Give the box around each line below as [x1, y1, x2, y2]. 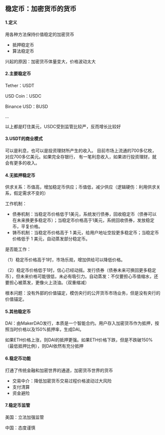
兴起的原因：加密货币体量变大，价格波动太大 [5, 58, 96, 64]
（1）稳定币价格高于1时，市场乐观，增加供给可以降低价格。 [5, 257, 126, 263]
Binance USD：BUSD [5, 103, 48, 109]
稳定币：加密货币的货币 [5, 4, 76, 13]
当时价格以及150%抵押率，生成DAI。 [9, 326, 84, 332]
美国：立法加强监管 [5, 414, 44, 420]
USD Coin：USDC [5, 93, 42, 99]
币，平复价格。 [12, 223, 43, 229]
